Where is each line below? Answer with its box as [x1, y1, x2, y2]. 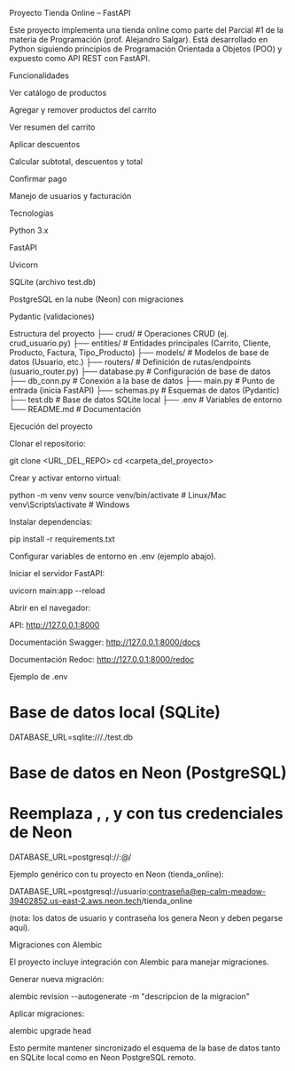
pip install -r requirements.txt [9, 534, 115, 544]
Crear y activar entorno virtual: [9, 472, 121, 483]
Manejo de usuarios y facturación [9, 191, 132, 201]
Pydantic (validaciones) [9, 311, 95, 321]
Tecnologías [9, 208, 54, 218]
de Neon [9, 822, 73, 843]
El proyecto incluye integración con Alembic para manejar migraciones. [9, 956, 269, 967]
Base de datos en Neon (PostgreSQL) [9, 763, 287, 783]
